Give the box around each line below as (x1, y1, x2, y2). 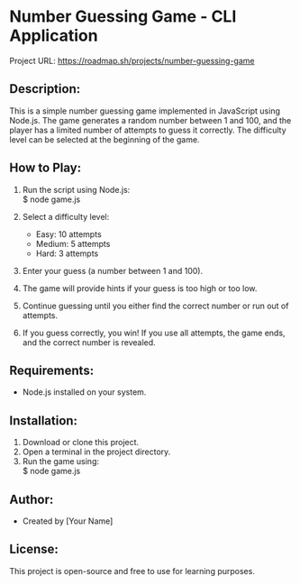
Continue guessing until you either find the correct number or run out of (22, 300, 289, 311)
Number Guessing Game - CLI (9, 6, 237, 27)
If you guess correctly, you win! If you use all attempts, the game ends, (22, 327, 286, 338)
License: (9, 542, 59, 557)
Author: (9, 491, 54, 507)
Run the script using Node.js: (22, 184, 131, 195)
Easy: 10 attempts (35, 228, 102, 240)
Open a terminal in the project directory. (22, 446, 171, 457)
